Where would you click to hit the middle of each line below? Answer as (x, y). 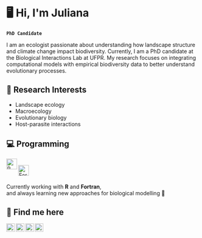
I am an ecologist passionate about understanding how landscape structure (101, 45)
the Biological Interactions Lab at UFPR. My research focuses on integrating (101, 57)
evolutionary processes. (37, 70)
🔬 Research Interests (47, 90)
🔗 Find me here (35, 212)
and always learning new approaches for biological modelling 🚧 (86, 193)
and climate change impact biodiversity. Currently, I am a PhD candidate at (100, 51)
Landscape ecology (40, 104)
